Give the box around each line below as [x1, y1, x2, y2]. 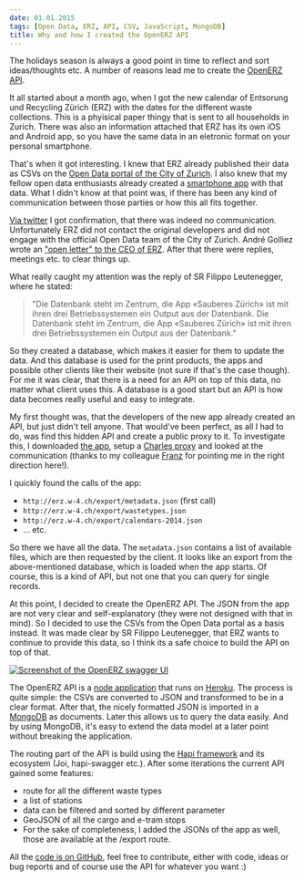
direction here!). [9, 460, 70, 471]
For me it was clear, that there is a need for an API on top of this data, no [9, 375, 281, 386]
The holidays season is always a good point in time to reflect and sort [9, 56, 270, 67]
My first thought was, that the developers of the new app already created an [9, 411, 296, 422]
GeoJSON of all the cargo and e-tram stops [22, 814, 187, 825]
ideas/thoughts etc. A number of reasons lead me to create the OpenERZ [9, 65, 283, 76]
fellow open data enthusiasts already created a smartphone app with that [9, 178, 284, 189]
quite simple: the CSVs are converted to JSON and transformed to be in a [9, 692, 284, 703]
